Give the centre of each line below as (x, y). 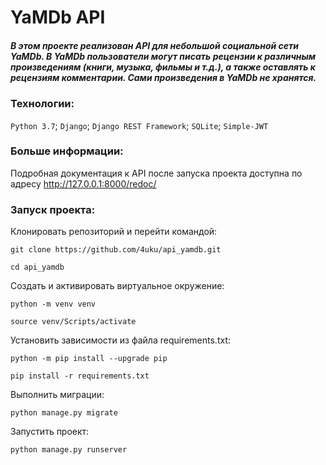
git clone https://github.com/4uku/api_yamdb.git (116, 250)
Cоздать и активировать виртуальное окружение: (117, 286)
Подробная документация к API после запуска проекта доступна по (156, 173)
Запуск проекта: (53, 209)
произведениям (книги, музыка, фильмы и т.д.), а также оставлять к (163, 67)
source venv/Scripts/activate (73, 322)
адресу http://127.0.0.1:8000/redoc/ (83, 183)
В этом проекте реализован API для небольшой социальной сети (155, 45)
